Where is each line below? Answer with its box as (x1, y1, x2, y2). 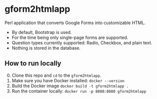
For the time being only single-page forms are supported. (11, 34, 128, 40)
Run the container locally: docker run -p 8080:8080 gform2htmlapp (11, 88, 146, 94)
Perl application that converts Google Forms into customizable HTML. (4, 20, 146, 26)
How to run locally (4, 59, 62, 67)
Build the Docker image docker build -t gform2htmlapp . (11, 83, 129, 89)
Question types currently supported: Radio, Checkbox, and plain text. (11, 39, 153, 45)
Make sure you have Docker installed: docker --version (11, 77, 125, 83)
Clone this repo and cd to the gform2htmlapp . (11, 72, 101, 78)
